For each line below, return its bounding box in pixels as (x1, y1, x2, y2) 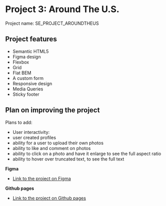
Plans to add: (5, 119, 33, 125)
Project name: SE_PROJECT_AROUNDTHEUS (5, 20, 99, 26)
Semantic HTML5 (12, 48, 49, 54)
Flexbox (12, 59, 29, 65)
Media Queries (12, 86, 43, 92)
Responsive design (12, 80, 52, 86)
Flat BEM (12, 70, 32, 76)
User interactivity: (12, 129, 50, 135)
